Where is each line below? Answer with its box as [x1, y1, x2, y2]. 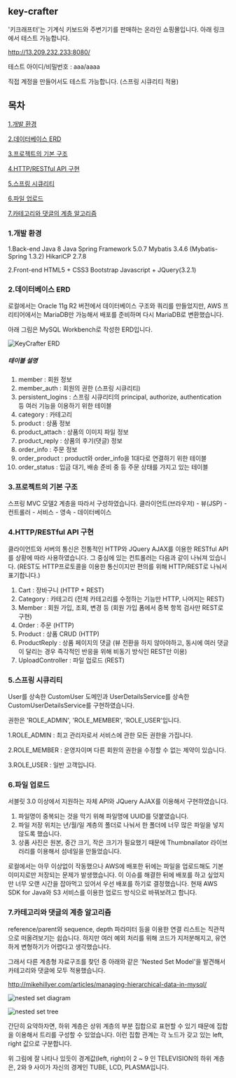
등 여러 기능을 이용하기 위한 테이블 [18, 402, 112, 410]
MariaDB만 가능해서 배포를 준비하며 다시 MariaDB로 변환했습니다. [43, 311, 224, 319]
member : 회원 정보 [18, 375, 72, 384]
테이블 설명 [8, 356, 38, 364]
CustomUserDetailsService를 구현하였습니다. [8, 701, 135, 710]
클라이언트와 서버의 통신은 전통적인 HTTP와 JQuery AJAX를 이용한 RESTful [8, 545, 217, 553]
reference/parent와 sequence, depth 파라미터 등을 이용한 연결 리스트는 [8, 925, 207, 933]
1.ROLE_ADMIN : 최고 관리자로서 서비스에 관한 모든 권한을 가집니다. [8, 731, 193, 739]
